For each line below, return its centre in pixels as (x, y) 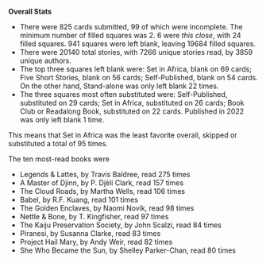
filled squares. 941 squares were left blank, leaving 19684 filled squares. (138, 44)
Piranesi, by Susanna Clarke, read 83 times (90, 233)
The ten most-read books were (59, 159)
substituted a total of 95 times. (58, 143)
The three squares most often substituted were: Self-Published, (123, 94)
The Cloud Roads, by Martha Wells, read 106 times (102, 191)
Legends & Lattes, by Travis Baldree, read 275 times (105, 174)
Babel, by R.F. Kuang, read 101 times (79, 199)
